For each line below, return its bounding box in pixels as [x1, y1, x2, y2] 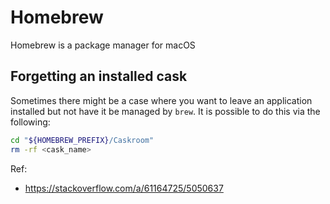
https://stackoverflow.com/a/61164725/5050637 [24, 182, 224, 194]
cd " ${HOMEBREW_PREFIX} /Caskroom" [10, 135, 155, 145]
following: [10, 116, 51, 128]
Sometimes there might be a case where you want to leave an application [10, 94, 313, 106]
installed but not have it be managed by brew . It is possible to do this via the [10, 105, 321, 117]
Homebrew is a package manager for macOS [10, 39, 196, 51]
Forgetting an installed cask [10, 68, 188, 85]
